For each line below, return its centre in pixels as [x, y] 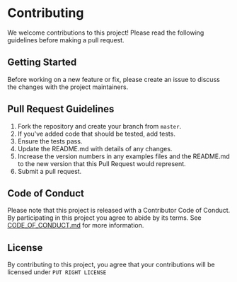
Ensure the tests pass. [50, 141]
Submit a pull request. [50, 171]
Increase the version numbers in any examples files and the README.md [123, 156]
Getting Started [42, 63]
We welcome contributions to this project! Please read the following [106, 33]
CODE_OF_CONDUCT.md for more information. [76, 225]
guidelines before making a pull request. [66, 40]
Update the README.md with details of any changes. [95, 148]
